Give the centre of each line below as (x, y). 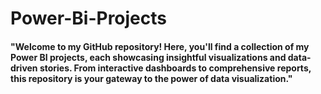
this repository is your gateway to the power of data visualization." (151, 78)
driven (24, 68)
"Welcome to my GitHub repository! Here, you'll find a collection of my (160, 46)
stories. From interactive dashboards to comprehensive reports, (175, 68)
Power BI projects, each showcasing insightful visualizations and (148, 57)
